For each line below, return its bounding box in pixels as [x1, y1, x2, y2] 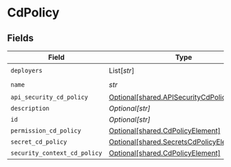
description [10, 104, 50, 112]
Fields [7, 32, 34, 44]
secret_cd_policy [10, 138, 67, 146]
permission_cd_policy [10, 127, 81, 135]
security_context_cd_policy [10, 149, 102, 157]
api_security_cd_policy [10, 93, 89, 101]
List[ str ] [109, 65, 135, 75]
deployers [10, 67, 43, 74]
